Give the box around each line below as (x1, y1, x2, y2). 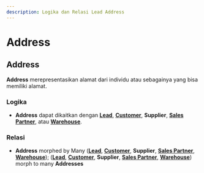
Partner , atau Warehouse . (15, 117, 83, 125)
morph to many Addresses (15, 160, 84, 167)
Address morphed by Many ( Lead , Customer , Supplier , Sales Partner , (15, 147, 195, 155)
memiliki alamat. (6, 82, 47, 89)
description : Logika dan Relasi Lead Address (6, 9, 124, 15)
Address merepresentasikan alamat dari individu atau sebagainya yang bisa (6, 76, 198, 83)
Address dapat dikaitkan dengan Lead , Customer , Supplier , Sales (15, 111, 184, 119)
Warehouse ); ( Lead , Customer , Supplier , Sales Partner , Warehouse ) (15, 153, 192, 161)
